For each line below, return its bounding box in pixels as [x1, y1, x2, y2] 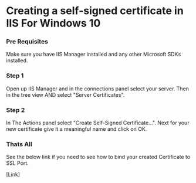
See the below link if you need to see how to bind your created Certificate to [6, 154, 191, 161]
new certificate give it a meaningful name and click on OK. [6, 126, 147, 133]
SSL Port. [6, 160, 29, 167]
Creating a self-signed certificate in [6, 4, 184, 18]
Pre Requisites [6, 38, 49, 46]
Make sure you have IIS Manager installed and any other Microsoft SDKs [6, 51, 181, 58]
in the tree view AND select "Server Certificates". [6, 91, 125, 98]
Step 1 [6, 72, 24, 80]
